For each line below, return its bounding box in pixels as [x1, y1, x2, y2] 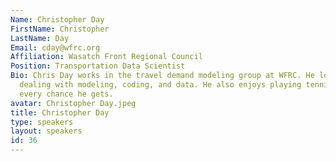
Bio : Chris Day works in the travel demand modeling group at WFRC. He [10, 71, 315, 81]
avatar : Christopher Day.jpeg [10, 98, 137, 108]
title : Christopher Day [10, 107, 110, 118]
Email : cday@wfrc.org [10, 42, 101, 53]
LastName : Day [10, 33, 70, 43]
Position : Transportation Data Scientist [10, 61, 186, 71]
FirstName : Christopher [10, 24, 110, 34]
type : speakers [10, 117, 74, 127]
